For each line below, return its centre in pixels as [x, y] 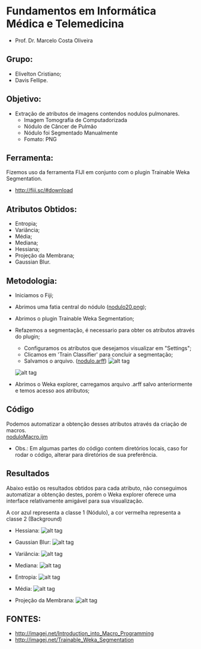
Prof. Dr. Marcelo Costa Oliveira [54, 40]
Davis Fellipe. [31, 80]
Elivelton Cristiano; [38, 74]
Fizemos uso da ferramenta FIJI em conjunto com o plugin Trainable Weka [98, 172]
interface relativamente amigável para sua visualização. [75, 501]
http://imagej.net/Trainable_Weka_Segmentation [74, 640]
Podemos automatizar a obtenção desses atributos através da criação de [97, 424]
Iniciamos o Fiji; [34, 295]
